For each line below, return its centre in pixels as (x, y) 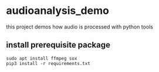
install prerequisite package (58, 45)
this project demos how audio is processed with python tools (80, 27)
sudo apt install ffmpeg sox (42, 58)
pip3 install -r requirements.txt (48, 63)
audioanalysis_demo (58, 11)
